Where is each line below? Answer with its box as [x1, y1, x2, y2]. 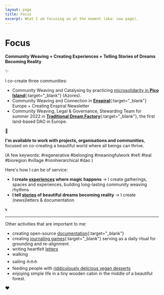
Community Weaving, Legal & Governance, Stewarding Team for [12, 108, 142, 114]
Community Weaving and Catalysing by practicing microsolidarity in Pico [12, 88, 159, 93]
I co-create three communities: [5, 78, 67, 84]
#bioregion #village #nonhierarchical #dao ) [5, 158, 93, 163]
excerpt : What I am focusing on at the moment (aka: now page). [5, 16, 139, 21]
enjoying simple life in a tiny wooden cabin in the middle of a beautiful [12, 271, 153, 276]
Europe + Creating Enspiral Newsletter [12, 103, 89, 109]
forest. [12, 276, 26, 282]
